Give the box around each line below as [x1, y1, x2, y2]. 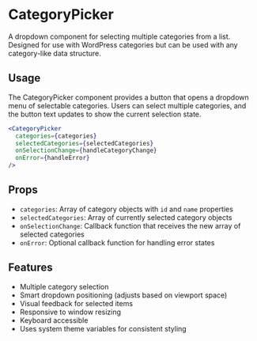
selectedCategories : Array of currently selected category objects [19, 212, 232, 222]
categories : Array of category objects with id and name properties [19, 204, 233, 214]
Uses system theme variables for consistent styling [19, 324, 187, 333]
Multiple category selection [19, 282, 109, 291]
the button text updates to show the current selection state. [8, 109, 202, 119]
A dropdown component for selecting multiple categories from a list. [8, 32, 231, 41]
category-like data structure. [8, 48, 101, 58]
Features [8, 261, 53, 275]
